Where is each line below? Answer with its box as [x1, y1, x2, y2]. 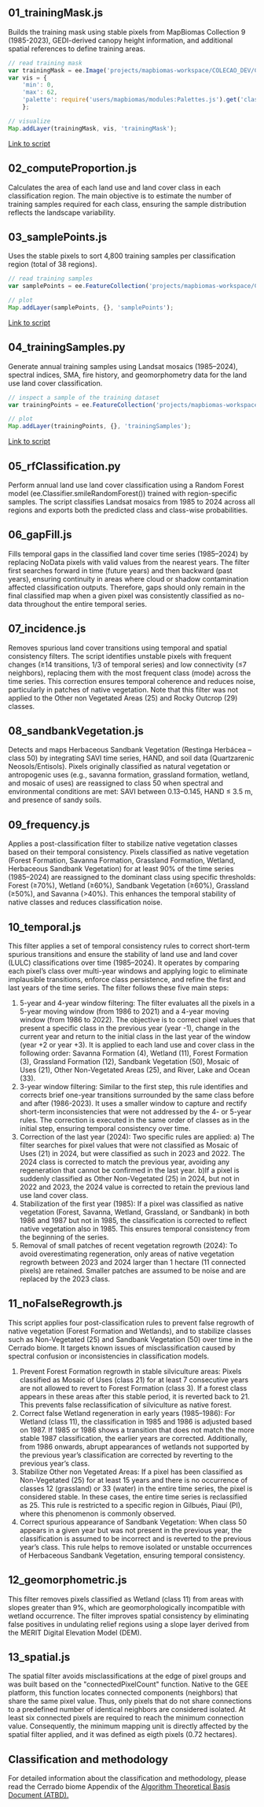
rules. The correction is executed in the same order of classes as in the [19, 1115, 250, 1125]
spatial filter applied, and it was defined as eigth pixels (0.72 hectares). [8, 1730, 237, 1739]
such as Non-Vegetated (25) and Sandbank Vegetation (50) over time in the [8, 1334, 253, 1344]
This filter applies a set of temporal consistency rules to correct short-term [8, 941, 250, 951]
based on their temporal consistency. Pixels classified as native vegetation [8, 848, 249, 857]
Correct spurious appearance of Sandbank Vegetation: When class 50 [19, 1517, 247, 1526]
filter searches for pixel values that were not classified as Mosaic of [19, 1140, 239, 1150]
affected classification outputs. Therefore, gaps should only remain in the [8, 582, 246, 592]
